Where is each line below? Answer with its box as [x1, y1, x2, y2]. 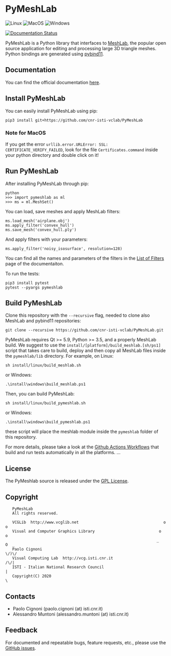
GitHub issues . [5, 645, 36, 651]
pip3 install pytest [5, 280, 50, 285]
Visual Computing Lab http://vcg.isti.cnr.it [12, 556, 114, 561]
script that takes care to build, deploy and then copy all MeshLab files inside [5, 347, 166, 354]
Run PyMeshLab [5, 167, 59, 176]
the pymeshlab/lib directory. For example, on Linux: [5, 353, 114, 359]
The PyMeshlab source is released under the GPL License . [5, 478, 129, 484]
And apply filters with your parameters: [5, 236, 88, 242]
